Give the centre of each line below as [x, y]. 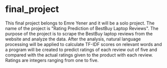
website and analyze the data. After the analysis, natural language [73, 39]
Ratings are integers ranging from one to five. [52, 60]
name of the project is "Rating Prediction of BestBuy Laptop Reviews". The [82, 28]
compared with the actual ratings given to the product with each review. [79, 55]
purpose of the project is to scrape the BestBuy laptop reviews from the [79, 33]
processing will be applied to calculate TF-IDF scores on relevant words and [83, 44]
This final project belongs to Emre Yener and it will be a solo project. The [80, 23]
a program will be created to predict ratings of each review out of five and [81, 49]
